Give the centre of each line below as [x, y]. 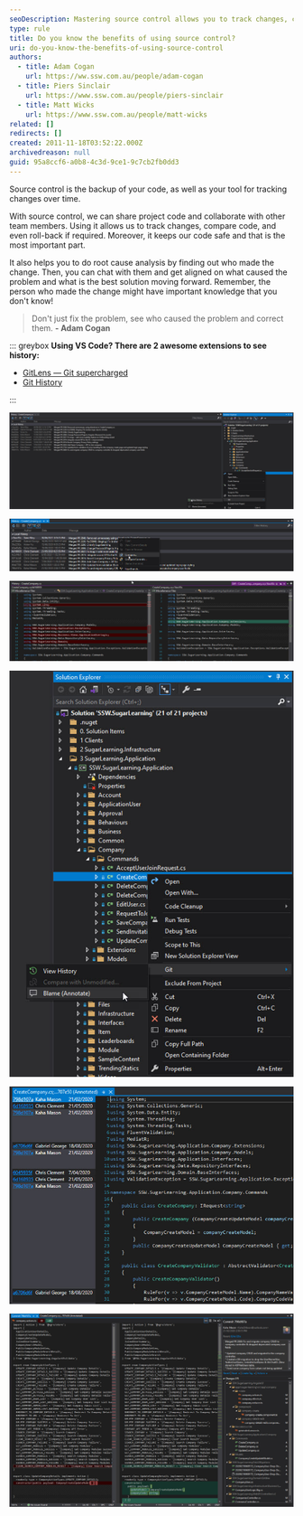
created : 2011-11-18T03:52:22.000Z [76, 143]
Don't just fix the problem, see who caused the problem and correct [157, 318]
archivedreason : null [50, 153]
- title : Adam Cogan [56, 67]
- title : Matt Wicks [56, 105]
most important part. [47, 245]
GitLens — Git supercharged [75, 372]
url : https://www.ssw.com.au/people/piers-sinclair [124, 95]
